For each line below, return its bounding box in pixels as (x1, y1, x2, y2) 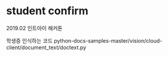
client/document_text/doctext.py (6, 43, 87, 51)
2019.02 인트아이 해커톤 (6, 24, 63, 31)
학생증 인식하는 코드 (6, 37, 53, 44)
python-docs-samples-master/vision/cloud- (53, 37, 163, 44)
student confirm (6, 4, 88, 18)
